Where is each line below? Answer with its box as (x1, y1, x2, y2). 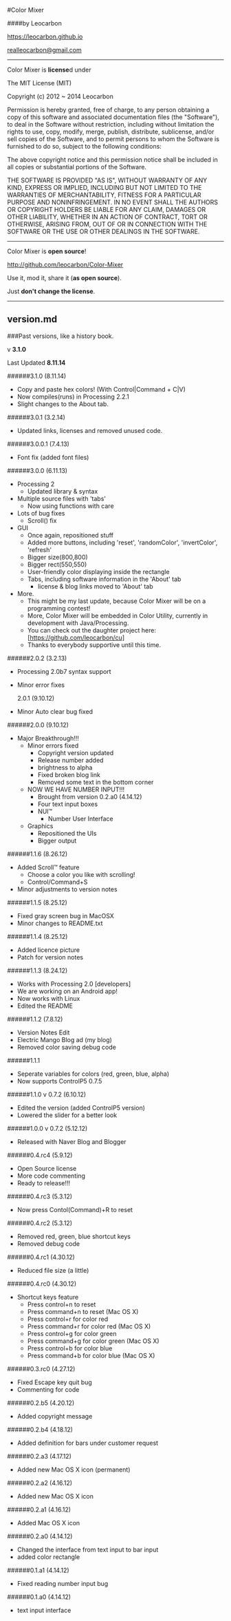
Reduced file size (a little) (16, 1266, 89, 1274)
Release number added (37, 756, 104, 764)
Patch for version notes (16, 953, 84, 961)
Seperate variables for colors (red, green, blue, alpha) (16, 1070, 170, 1078)
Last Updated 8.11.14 (7, 358, 66, 367)
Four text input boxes (37, 800, 98, 808)
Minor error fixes (16, 681, 65, 689)
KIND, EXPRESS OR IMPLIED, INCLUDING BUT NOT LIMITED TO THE (7, 184, 202, 191)
